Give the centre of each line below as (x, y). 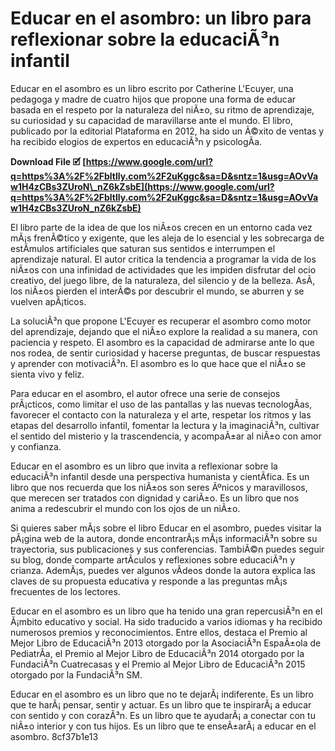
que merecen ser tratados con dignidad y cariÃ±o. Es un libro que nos (155, 498)
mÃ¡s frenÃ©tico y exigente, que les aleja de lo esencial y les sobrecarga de (167, 238)
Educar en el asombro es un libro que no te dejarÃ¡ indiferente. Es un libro (162, 694)
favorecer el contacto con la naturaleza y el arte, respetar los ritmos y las (161, 414)
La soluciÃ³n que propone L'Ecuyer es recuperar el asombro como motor (161, 321)
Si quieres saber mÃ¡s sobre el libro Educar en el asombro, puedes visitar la (166, 528)
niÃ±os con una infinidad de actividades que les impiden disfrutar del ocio (163, 269)
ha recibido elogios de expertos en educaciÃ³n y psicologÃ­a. (136, 141)
